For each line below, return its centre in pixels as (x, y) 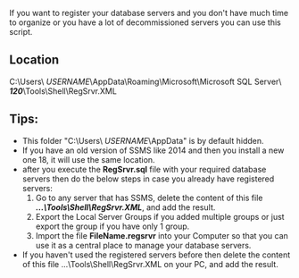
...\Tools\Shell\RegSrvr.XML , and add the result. (125, 207)
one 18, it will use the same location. (88, 159)
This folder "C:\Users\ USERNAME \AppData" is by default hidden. (143, 140)
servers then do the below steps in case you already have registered (148, 179)
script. (21, 32)
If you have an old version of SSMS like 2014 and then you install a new (153, 150)
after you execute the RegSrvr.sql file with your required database (144, 169)
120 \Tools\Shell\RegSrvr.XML (63, 91)
